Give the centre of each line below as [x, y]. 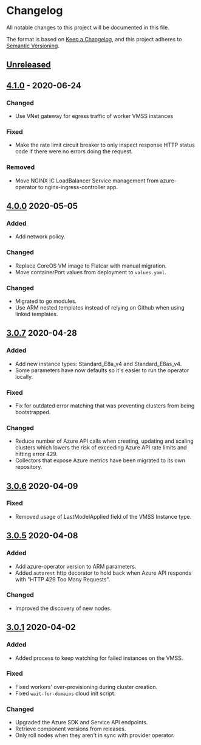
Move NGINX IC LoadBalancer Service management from [87, 181]
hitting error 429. [36, 454]
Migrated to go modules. [46, 301]
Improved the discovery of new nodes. [63, 608]
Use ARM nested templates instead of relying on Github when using [100, 307]
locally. [24, 376]
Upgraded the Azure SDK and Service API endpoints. [81, 722]
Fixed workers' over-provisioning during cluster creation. [86, 687]
